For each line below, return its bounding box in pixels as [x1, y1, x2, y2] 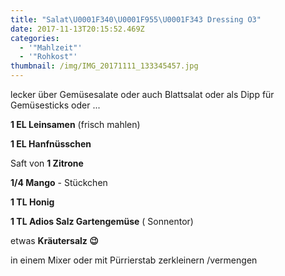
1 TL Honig [10, 196, 55, 208]
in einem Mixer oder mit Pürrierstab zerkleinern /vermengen [10, 254, 258, 266]
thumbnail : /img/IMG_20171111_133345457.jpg [10, 61, 199, 71]
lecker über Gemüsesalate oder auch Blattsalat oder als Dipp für [10, 89, 275, 100]
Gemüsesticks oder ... [10, 99, 101, 111]
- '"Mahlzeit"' [19, 42, 83, 53]
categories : [10, 33, 60, 43]
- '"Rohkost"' [19, 52, 78, 62]
